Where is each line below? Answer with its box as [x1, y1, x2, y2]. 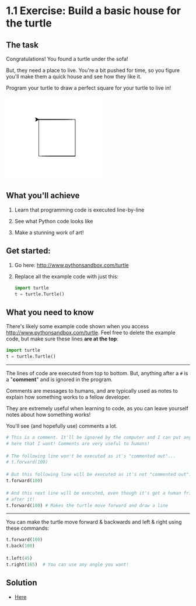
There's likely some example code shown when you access [6, 323, 149, 330]
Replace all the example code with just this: [14, 273, 118, 280]
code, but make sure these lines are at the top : [6, 335, 118, 342]
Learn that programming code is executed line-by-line [14, 206, 145, 213]
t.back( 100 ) [6, 543, 35, 549]
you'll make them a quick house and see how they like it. [6, 73, 142, 80]
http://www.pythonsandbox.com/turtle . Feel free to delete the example [6, 329, 176, 336]
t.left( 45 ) [6, 556, 33, 561]
